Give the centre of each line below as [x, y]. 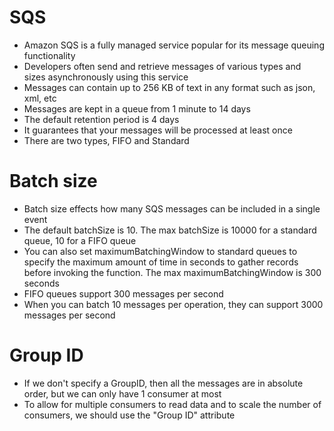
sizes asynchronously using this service [106, 77]
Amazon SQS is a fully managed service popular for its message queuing [174, 45]
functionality [49, 55]
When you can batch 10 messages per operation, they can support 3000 [173, 304]
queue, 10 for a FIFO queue [80, 240]
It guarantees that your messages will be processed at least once [158, 130]
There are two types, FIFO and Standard [106, 140]
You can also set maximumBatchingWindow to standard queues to [160, 251]
